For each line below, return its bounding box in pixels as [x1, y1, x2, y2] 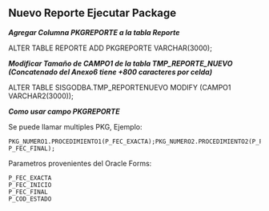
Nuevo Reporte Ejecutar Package [8, 6, 177, 20]
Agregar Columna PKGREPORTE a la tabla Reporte [8, 27, 180, 37]
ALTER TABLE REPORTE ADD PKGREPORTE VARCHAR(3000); [8, 43, 212, 53]
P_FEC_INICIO [8, 181, 52, 189]
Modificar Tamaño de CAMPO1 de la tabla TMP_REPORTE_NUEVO [8, 58, 234, 68]
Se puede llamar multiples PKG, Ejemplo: [8, 121, 143, 131]
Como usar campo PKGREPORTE [8, 106, 120, 116]
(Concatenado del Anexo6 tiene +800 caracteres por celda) [8, 67, 213, 77]
